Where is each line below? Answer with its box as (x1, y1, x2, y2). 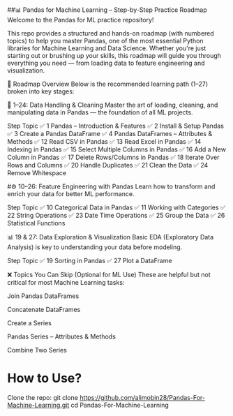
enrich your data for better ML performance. (7, 190, 135, 198)
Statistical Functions (7, 219, 66, 227)
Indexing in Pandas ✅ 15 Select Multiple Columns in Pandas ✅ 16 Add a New (7, 145, 227, 154)
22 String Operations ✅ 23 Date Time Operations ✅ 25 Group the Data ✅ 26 (7, 211, 225, 219)
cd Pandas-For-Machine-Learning (70, 401, 169, 409)
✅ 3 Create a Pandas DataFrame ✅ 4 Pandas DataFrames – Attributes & (7, 130, 213, 138)
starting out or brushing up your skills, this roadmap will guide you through (7, 52, 222, 59)
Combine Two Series (7, 346, 68, 354)
